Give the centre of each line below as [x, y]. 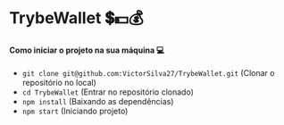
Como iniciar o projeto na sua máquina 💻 [87, 50]
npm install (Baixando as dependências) [98, 102]
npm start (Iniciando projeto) [75, 111]
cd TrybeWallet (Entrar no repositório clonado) [108, 92]
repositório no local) [59, 83]
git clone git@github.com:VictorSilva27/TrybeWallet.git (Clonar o [148, 73]
